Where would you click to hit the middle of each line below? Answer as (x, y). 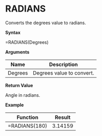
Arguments (17, 52)
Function (28, 117)
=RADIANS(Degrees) (27, 42)
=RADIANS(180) (28, 125)
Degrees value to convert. (63, 73)
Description (64, 64)
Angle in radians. (23, 95)
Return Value (19, 85)
